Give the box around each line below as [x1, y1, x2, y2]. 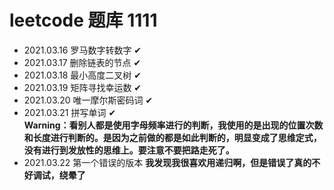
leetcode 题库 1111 [9, 9, 158, 32]
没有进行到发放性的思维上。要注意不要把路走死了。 [23, 144, 235, 156]
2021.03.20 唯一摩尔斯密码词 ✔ [23, 94, 154, 106]
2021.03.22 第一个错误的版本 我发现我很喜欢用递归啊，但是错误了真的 [23, 156, 312, 168]
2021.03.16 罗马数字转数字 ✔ [23, 44, 142, 56]
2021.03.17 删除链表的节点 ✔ [23, 56, 142, 68]
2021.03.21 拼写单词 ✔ [23, 106, 117, 118]
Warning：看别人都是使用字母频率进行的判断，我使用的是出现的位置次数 [23, 119, 324, 131]
